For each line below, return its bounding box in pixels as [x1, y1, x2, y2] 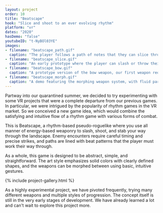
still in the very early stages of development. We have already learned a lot [5, 197, 154, 203]
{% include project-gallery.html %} [5, 178, 75, 183]
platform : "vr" [5, 25, 36, 30]
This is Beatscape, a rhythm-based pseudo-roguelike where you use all [5, 122, 148, 129]
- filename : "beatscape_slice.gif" [5, 57, 77, 62]
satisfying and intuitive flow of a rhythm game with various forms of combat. [5, 113, 158, 119]
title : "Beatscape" [5, 16, 45, 21]
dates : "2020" [5, 30, 34, 34]
